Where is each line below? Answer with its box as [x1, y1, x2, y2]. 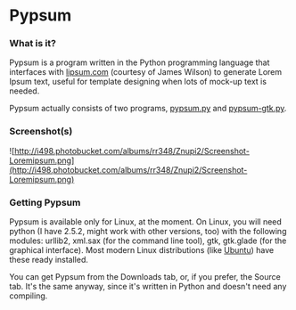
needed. [9, 86, 40, 96]
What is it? [9, 37, 56, 50]
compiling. [9, 290, 48, 301]
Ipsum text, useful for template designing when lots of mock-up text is [9, 77, 267, 87]
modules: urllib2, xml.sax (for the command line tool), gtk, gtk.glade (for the [9, 235, 287, 246]
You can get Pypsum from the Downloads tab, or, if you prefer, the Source [9, 272, 281, 282]
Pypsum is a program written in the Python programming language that [9, 57, 270, 68]
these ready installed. [9, 255, 89, 265]
